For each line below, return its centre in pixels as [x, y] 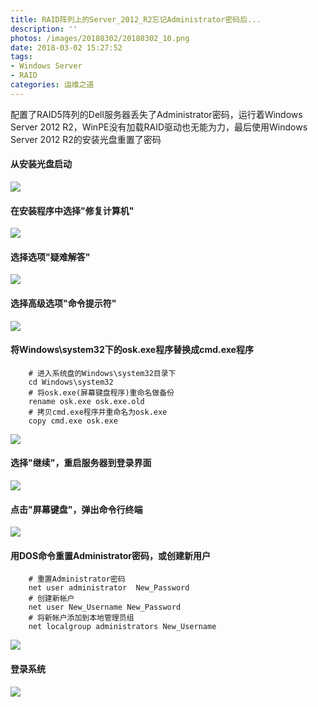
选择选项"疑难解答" [50, 257]
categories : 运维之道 [52, 85]
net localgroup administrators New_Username [122, 627]
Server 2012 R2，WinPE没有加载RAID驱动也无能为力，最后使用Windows [159, 127]
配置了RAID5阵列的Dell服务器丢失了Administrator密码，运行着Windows [156, 114]
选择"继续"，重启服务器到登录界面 [81, 463]
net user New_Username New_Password [105, 607]
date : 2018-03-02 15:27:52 [66, 47]
